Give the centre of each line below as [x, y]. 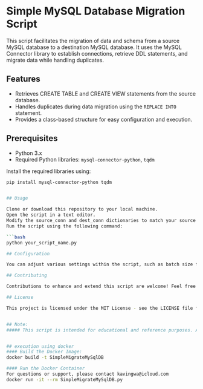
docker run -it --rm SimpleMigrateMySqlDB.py [64, 379]
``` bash [16, 237]
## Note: [17, 324]
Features [23, 79]
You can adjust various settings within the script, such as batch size [100, 264]
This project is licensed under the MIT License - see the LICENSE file [100, 308]
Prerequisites [32, 138]
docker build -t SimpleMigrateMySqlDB [55, 358]
